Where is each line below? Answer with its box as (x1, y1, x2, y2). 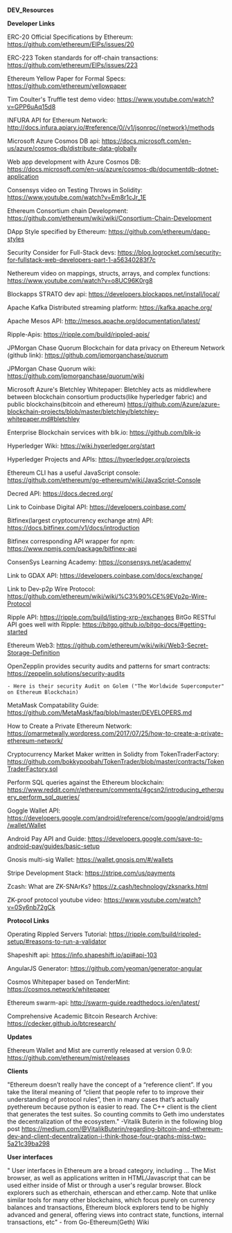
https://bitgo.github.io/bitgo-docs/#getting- (82, 620, 206, 629)
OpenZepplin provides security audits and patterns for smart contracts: (7, 662, 211, 670)
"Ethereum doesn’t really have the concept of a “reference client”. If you (7, 1080, 213, 1089)
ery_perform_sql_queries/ (7, 793, 80, 801)
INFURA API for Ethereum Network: (7, 116, 108, 124)
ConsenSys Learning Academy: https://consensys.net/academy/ (7, 558, 192, 566)
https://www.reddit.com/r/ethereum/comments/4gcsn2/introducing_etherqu (7, 785, 224, 794)
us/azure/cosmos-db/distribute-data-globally (7, 144, 137, 152)
